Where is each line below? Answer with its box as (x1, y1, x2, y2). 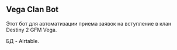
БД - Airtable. (6, 37, 40, 44)
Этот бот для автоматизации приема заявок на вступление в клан (6, 20, 172, 27)
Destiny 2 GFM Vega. (6, 26, 57, 33)
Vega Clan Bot (6, 5, 59, 15)
